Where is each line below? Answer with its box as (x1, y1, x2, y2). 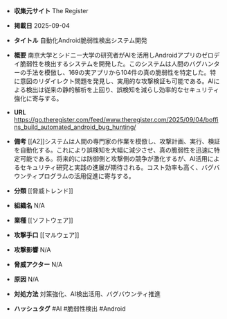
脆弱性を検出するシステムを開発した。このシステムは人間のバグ (19, 60, 202, 68)
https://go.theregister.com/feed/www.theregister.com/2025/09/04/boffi (13, 116, 219, 123)
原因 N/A (13, 275, 39, 283)
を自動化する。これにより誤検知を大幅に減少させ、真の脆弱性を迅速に (13, 146, 215, 154)
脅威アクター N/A (13, 260, 63, 268)
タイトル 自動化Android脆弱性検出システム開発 (13, 36, 147, 44)
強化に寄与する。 (13, 94, 63, 103)
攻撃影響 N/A (13, 245, 51, 254)
